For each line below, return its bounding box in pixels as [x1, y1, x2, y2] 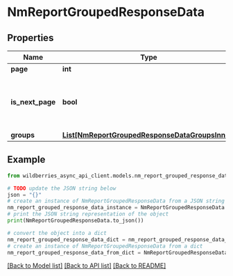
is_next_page [10, 97, 56, 106]
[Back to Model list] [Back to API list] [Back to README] [7, 261, 166, 270]
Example [7, 154, 46, 165]
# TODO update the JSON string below [7, 185, 116, 192]
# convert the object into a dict [7, 229, 107, 236]
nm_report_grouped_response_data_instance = [7, 204, 138, 211]
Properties [7, 32, 54, 44]
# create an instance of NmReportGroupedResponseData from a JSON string [7, 197, 225, 205]
